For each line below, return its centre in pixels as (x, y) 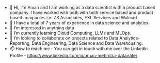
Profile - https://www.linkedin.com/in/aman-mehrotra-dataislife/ (73, 56)
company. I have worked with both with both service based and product (81, 13)
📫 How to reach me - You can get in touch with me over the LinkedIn (79, 49)
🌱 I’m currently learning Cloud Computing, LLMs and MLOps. (70, 33)
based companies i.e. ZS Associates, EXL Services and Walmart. (74, 18)
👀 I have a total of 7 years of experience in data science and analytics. (80, 23)
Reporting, (20, 43)
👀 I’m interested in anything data (42, 28)
